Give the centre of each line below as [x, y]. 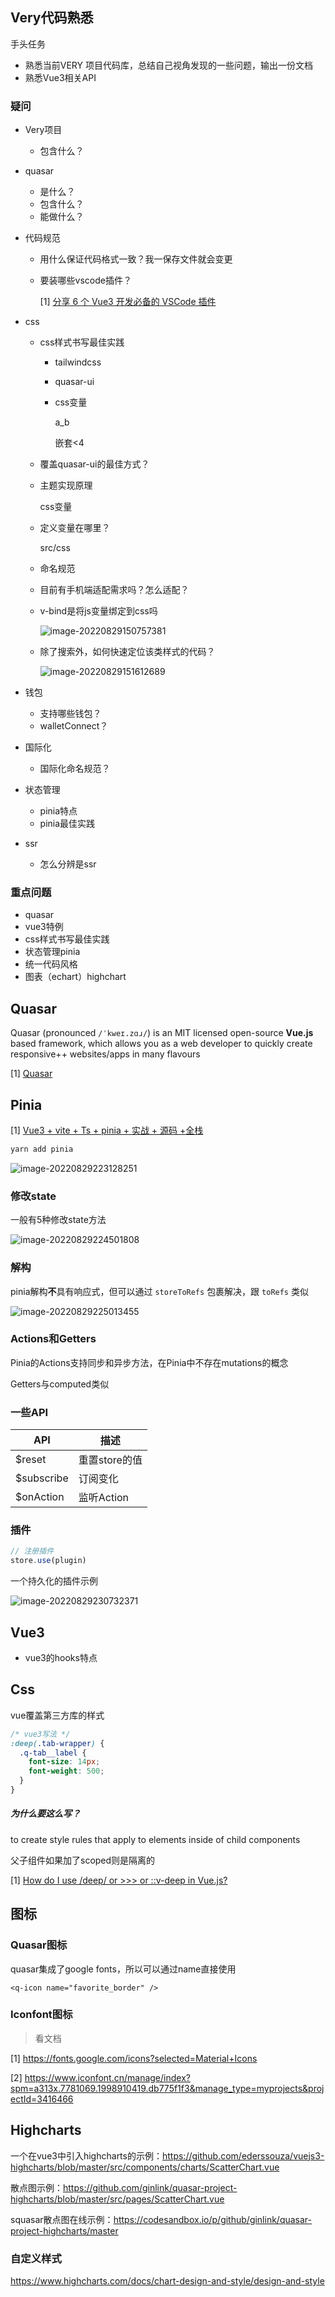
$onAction [40, 1497]
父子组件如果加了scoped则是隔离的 [83, 1860]
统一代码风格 [51, 964]
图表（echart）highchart [75, 977]
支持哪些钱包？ [70, 714]
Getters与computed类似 [60, 1384]
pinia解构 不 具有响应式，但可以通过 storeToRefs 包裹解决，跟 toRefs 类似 [159, 1291]
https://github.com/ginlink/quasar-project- [150, 2187]
